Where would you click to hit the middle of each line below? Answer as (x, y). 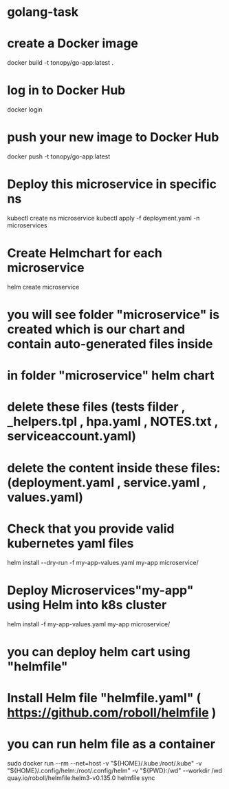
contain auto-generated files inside (110, 344)
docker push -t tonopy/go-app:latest (59, 156)
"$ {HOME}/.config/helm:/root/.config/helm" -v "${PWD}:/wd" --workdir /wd (115, 770)
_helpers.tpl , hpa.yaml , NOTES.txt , (113, 422)
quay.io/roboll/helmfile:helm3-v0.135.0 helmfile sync (81, 778)
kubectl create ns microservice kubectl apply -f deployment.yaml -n (103, 218)
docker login (25, 110)
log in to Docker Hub (66, 91)
